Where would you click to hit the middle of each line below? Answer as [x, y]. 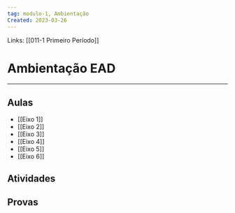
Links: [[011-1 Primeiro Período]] [53, 40]
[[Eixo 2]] [31, 127]
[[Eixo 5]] [30, 149]
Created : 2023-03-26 [37, 20]
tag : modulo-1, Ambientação [48, 14]
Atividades [31, 178]
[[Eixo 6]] [31, 156]
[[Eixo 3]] [31, 134]
